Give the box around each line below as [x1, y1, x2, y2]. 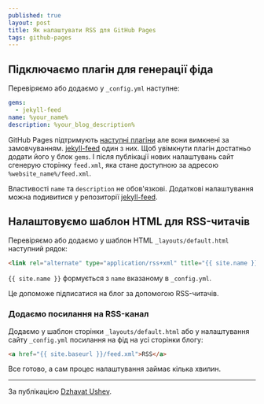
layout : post [8, 19, 51, 27]
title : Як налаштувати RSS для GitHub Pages [8, 26, 156, 34]
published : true [8, 11, 61, 20]
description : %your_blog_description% [8, 120, 135, 128]
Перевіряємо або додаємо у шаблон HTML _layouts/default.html [8, 235, 229, 245]
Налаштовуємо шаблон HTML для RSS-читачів [8, 214, 250, 228]
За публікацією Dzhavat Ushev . [8, 387, 112, 396]
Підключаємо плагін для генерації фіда [8, 62, 214, 76]
